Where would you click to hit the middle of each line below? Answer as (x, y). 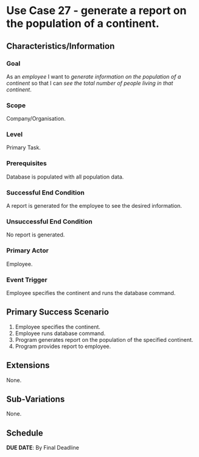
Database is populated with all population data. (65, 177)
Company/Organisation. (36, 119)
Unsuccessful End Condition (49, 221)
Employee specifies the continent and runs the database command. (91, 292)
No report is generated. (36, 235)
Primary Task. (24, 147)
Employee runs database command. (60, 333)
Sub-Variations (36, 399)
